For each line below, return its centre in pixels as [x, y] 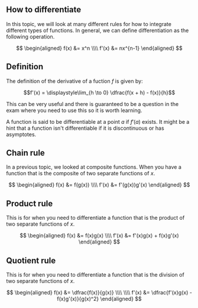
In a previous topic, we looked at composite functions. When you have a [94, 167]
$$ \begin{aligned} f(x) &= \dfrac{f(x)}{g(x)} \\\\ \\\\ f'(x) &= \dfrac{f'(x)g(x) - [99, 293]
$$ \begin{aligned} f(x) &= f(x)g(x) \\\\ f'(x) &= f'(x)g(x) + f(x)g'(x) [99, 236]
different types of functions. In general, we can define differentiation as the [98, 30]
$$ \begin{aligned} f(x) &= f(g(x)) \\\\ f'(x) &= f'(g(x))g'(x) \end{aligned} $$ [99, 185]
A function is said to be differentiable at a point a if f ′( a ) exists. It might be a [98, 121]
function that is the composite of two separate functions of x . [81, 174]
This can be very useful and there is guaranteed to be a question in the [92, 104]
